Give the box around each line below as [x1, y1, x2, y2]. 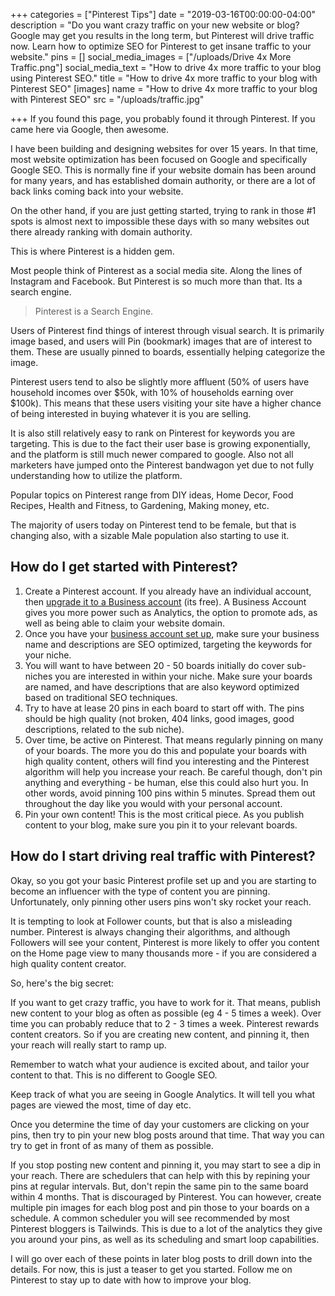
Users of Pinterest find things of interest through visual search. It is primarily [10, 325, 325, 336]
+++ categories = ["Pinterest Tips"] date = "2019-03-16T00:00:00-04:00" [10, 9, 317, 20]
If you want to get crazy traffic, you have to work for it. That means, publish [10, 996, 322, 1008]
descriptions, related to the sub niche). [24, 723, 185, 735]
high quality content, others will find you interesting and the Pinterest [24, 755, 310, 767]
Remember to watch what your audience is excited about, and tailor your [10, 1058, 310, 1070]
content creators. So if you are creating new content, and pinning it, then [10, 1028, 310, 1040]
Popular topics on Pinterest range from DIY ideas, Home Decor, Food [10, 489, 294, 501]
